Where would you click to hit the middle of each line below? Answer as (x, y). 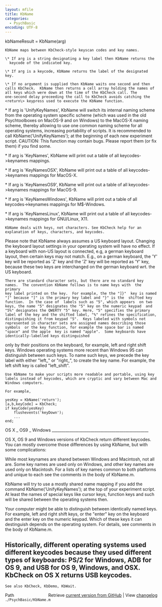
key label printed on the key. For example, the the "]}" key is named (81, 294)
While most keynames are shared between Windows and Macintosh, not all (80, 459)
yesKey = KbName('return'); (33, 400)
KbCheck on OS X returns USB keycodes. (68, 575)
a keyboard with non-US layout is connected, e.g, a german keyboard (74, 251)
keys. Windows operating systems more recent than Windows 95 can (74, 350)
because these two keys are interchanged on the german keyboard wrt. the (80, 267)
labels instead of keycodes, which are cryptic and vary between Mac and (81, 379)
